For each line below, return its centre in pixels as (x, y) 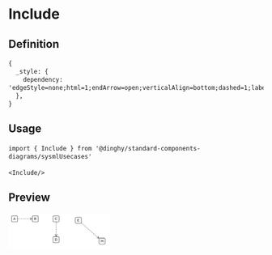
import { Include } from (50, 148)
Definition (34, 44)
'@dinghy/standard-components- (148, 148)
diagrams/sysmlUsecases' (50, 156)
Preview (30, 198)
